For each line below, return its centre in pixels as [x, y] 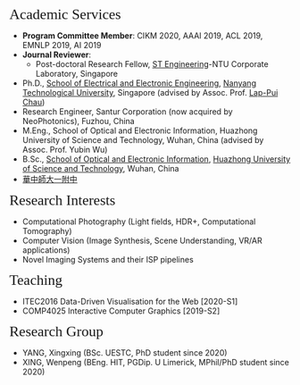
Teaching [36, 280]
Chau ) [33, 102]
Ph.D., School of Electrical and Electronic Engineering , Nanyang [139, 83]
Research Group [57, 332]
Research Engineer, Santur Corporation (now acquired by [128, 112]
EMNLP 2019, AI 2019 [62, 45]
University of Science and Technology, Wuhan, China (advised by [143, 140]
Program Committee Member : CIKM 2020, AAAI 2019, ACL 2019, [142, 36]
